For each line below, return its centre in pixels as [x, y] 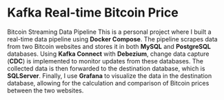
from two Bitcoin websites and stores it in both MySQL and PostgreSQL [109, 46]
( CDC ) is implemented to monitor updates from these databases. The [105, 61]
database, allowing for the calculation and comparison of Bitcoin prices [108, 83]
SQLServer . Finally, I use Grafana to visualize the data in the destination [110, 76]
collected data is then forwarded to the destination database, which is [106, 68]
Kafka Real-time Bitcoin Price [93, 13]
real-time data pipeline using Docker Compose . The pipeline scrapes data [113, 39]
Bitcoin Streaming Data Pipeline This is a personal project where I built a [109, 32]
